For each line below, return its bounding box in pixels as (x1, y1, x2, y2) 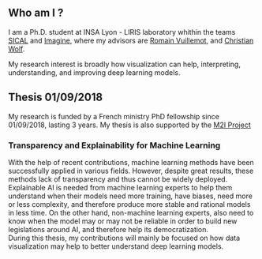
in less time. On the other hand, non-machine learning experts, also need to (8, 208, 254, 217)
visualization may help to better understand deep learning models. (8, 241, 224, 251)
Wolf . (8, 43, 25, 54)
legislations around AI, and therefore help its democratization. (8, 224, 209, 234)
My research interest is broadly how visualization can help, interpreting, (8, 59, 241, 69)
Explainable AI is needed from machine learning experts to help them (8, 182, 233, 192)
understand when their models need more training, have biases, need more (8, 191, 253, 201)
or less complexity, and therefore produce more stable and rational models (8, 199, 251, 208)
